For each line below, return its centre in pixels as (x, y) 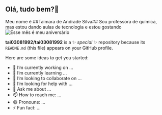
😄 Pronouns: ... (29, 102)
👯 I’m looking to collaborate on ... (47, 78)
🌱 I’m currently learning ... (40, 73)
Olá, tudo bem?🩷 (32, 9)
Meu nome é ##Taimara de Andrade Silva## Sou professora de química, (81, 21)
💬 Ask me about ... (32, 89)
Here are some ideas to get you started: (47, 58)
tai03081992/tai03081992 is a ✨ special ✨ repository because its (75, 42)
